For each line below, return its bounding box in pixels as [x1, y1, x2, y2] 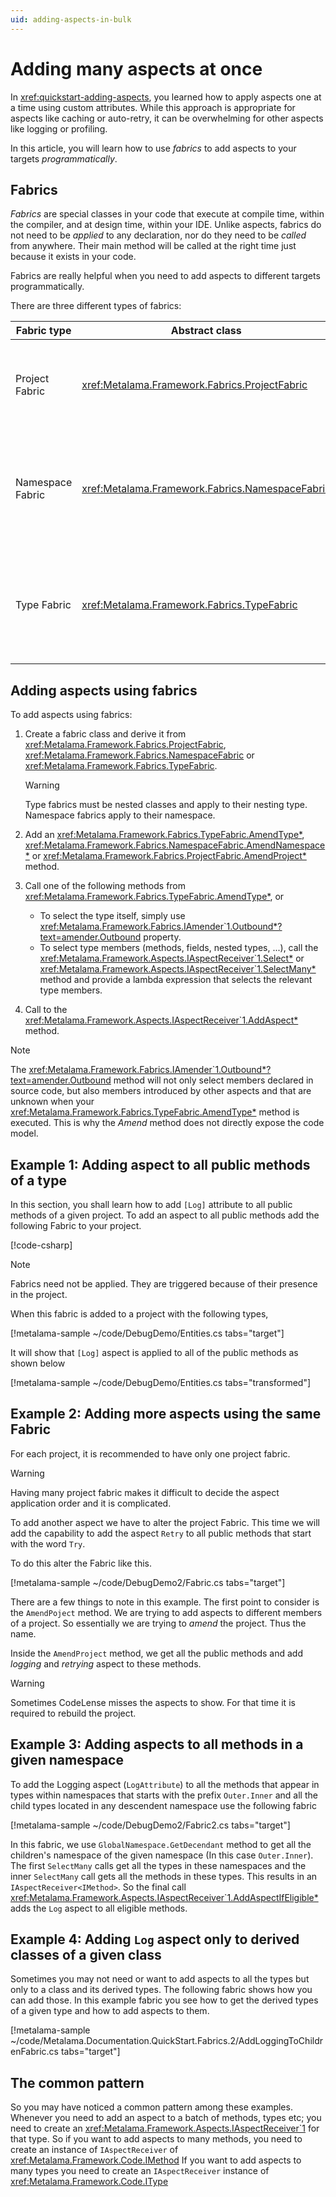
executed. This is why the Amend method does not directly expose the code [10, 1117, 325, 1129]
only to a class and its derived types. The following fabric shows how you [10, 1984, 313, 1996]
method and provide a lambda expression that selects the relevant [39, 974, 313, 986]
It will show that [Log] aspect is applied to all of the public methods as [10, 1347, 299, 1358]
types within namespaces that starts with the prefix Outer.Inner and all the [10, 1789, 318, 1801]
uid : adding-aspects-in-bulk [10, 14, 132, 25]
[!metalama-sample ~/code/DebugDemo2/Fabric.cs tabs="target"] [10, 1576, 286, 1588]
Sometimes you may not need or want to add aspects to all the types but [10, 1973, 310, 1985]
